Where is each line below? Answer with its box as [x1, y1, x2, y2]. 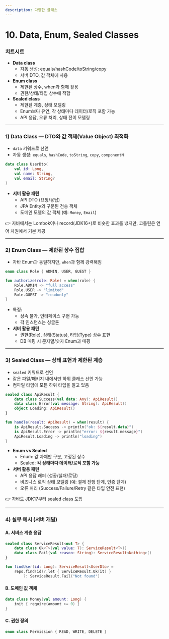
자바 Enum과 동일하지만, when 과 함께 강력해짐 [12, 259, 102, 265]
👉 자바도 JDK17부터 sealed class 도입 [5, 496, 83, 502]
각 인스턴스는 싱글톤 [20, 319, 59, 326]
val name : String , [14, 171, 53, 177]
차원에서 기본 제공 [10, 228, 46, 234]
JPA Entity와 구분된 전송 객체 [20, 203, 78, 209]
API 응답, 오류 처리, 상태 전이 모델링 [20, 115, 91, 121]
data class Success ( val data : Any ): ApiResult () [14, 397, 118, 402]
